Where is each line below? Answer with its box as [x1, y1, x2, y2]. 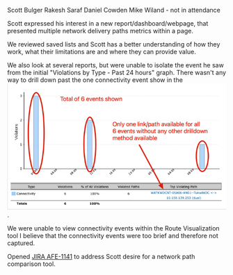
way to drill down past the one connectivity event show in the [7, 76, 183, 84]
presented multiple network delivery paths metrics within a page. [7, 27, 193, 35]
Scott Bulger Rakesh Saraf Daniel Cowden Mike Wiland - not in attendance [7, 6, 220, 14]
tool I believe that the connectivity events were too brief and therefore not [7, 232, 218, 240]
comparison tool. [7, 260, 56, 268]
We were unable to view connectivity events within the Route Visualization [7, 224, 220, 233]
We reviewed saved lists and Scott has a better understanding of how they [7, 40, 220, 48]
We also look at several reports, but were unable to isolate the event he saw [7, 61, 224, 69]
